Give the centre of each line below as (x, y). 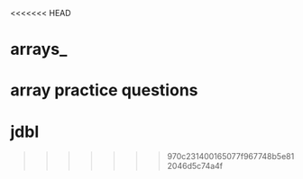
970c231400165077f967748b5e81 (231, 157)
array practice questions (104, 90)
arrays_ (39, 49)
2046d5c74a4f (195, 166)
